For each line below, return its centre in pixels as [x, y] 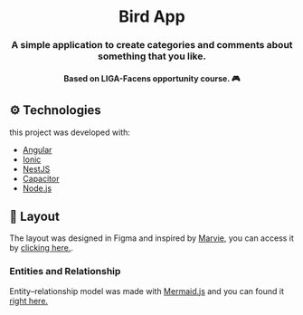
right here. [28, 301]
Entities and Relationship [65, 272]
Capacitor [41, 178]
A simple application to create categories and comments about [152, 45]
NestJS [36, 168]
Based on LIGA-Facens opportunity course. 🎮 [152, 78]
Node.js [37, 188]
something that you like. [152, 56]
